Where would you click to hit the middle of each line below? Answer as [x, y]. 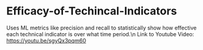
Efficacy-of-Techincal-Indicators [92, 11]
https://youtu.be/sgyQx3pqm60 [46, 40]
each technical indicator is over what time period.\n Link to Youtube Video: [100, 34]
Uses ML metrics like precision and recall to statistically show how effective [102, 28]
